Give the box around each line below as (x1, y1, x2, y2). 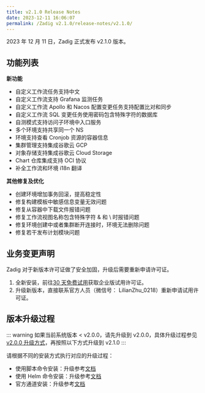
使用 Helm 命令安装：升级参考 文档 (15, 372, 102, 380)
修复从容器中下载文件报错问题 (15, 206, 91, 213)
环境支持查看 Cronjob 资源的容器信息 (15, 134, 108, 141)
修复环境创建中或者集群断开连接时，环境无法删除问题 (15, 221, 150, 228)
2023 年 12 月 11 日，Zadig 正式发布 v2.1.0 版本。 (6, 38, 130, 45)
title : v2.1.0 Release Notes (6, 9, 81, 15)
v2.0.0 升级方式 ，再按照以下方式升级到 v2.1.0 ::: (6, 339, 127, 346)
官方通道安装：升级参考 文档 (15, 380, 86, 387)
